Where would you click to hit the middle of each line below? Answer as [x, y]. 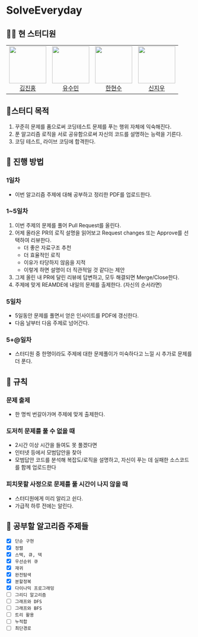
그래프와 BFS [28, 609]
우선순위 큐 [26, 562]
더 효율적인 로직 [42, 255]
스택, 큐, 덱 [28, 555]
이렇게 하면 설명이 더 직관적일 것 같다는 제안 [74, 270]
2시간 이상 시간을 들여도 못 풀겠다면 [56, 445]
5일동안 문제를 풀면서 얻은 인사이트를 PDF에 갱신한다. [77, 316]
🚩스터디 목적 [28, 111]
